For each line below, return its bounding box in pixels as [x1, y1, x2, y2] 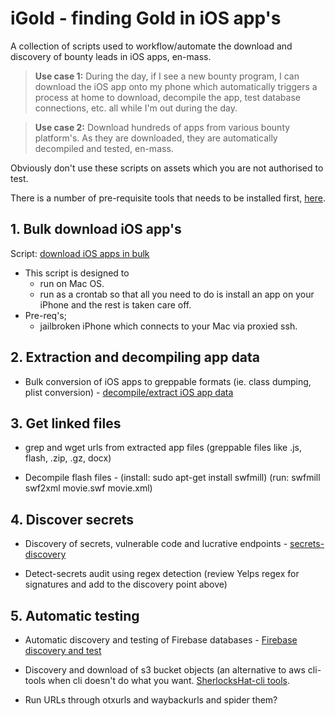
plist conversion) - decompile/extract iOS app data [24, 386, 234, 398]
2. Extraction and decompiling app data [10, 349, 260, 366]
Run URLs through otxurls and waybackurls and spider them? [24, 694, 278, 706]
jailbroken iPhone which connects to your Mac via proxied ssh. [39, 320, 298, 332]
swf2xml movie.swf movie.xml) [24, 482, 153, 494]
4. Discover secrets [10, 511, 135, 528]
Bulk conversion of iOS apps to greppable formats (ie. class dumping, [24, 375, 312, 387]
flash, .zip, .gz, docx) [24, 452, 112, 464]
